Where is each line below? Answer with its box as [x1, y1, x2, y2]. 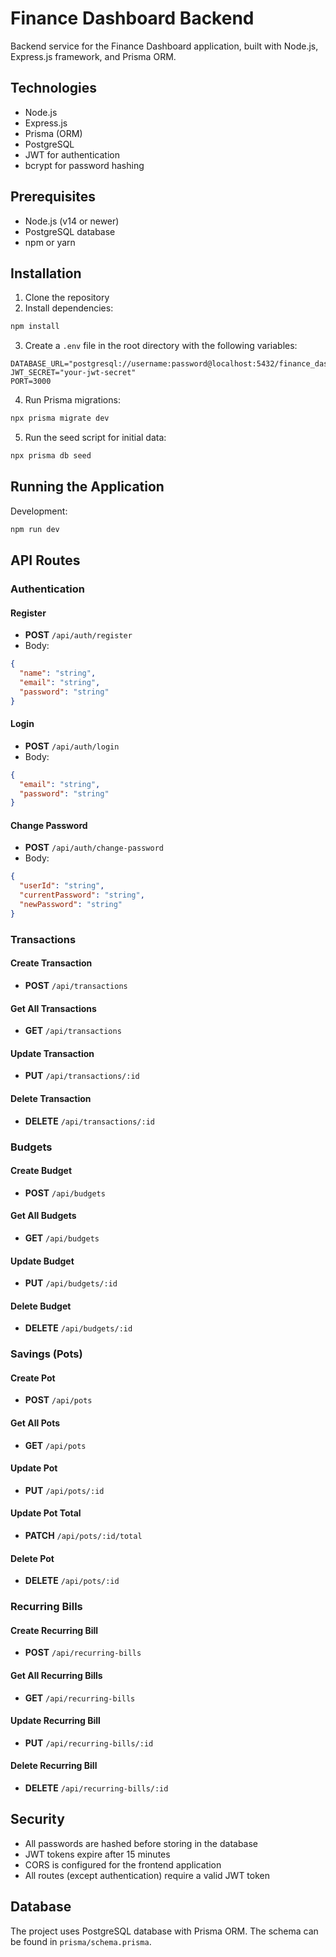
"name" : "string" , [19, 668, 97, 679]
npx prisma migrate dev [10, 413, 110, 424]
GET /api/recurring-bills [24, 1692, 136, 1704]
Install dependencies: [24, 302, 114, 314]
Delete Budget [10, 1300, 72, 1312]
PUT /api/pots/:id [24, 1484, 105, 1496]
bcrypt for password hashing [24, 159, 145, 171]
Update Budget [10, 1255, 75, 1267]
